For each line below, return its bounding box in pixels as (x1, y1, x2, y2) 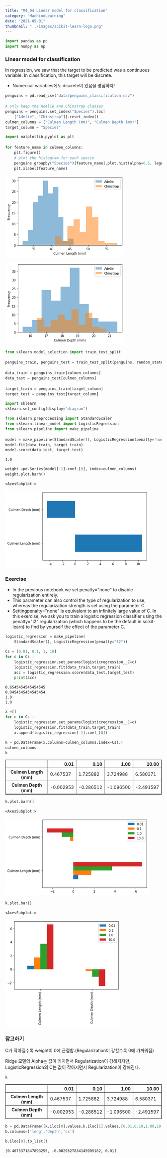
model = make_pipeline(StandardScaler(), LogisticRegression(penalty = (5, 437, 155, 442)
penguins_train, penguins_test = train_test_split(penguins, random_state (5, 360, 164, 365)
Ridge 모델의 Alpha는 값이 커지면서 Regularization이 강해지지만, (5, 1058, 131, 1064)
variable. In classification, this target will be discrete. (5, 72, 113, 78)
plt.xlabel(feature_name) (14, 166, 68, 171)
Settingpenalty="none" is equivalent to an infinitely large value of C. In (12, 608, 157, 614)
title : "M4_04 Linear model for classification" (5, 8, 108, 13)
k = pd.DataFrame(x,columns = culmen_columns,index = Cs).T (5, 740, 123, 745)
